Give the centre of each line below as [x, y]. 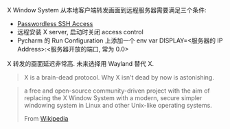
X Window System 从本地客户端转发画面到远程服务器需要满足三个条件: [107, 10]
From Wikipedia [46, 118]
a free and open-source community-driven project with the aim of [117, 91]
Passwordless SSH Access [55, 24]
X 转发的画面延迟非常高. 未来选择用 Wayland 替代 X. [81, 63]
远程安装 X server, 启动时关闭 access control [80, 32]
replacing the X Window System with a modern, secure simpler [113, 98]
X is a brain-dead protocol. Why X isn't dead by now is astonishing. [119, 77]
